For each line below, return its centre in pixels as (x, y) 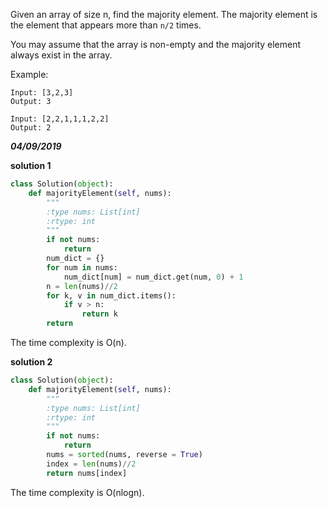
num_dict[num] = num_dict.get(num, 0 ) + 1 (153, 277)
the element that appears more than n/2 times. (106, 25)
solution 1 (31, 165)
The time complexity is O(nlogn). (77, 492)
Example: (29, 74)
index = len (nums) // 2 (91, 464)
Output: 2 (31, 128)
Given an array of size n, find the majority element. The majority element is (164, 14)
